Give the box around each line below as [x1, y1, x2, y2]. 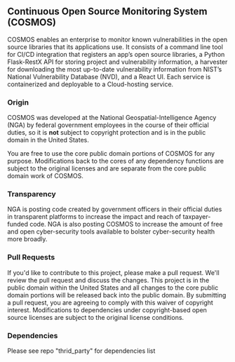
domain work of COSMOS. [7, 172, 84, 180]
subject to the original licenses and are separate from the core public [7, 164, 207, 173]
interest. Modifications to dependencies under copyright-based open [7, 305, 207, 314]
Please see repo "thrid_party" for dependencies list [7, 347, 156, 355]
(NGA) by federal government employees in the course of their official [7, 121, 209, 129]
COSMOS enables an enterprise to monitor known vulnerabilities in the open [7, 35, 228, 43]
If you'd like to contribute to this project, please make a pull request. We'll [7, 268, 220, 276]
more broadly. [7, 235, 48, 243]
